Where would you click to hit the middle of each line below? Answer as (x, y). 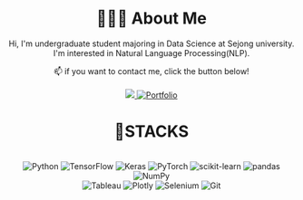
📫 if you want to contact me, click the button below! (151, 71)
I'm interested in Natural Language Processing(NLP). (151, 52)
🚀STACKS (151, 132)
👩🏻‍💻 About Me (151, 19)
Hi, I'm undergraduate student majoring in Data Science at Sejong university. (151, 43)
